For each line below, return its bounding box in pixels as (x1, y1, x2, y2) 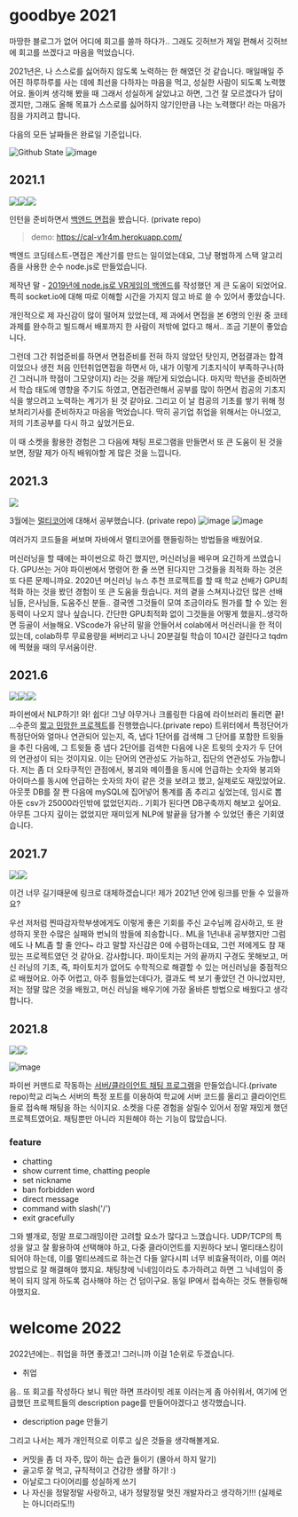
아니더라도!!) (31, 1498, 75, 1509)
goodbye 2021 (9, 5, 117, 26)
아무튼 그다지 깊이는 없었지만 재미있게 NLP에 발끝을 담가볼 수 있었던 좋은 (9, 809, 262, 819)
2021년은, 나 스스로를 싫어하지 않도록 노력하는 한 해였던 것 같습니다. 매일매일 (9, 66, 275, 76)
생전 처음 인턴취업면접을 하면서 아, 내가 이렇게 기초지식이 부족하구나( (39, 361, 278, 373)
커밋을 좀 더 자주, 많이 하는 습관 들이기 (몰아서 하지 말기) (21, 1454, 217, 1465)
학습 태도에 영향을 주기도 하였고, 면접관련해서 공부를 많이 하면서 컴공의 (18, 383, 263, 395)
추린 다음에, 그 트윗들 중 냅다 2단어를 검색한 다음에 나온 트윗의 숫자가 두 (18, 742, 267, 753)
